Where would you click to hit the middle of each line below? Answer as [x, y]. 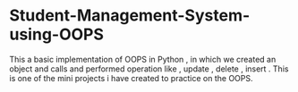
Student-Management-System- [130, 16]
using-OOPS [57, 34]
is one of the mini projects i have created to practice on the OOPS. [131, 78]
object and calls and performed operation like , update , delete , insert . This [149, 69]
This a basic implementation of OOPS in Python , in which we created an [143, 59]
